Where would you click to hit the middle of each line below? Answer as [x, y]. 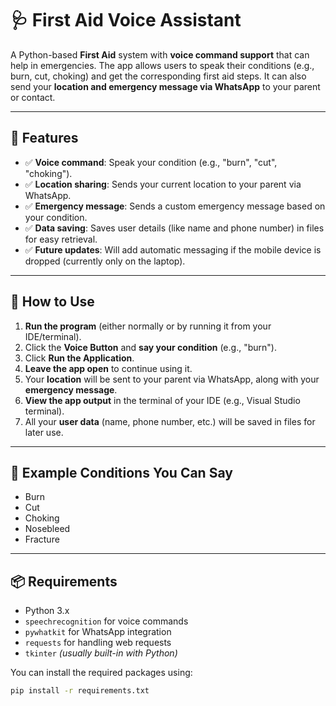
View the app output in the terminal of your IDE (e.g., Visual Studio [162, 400]
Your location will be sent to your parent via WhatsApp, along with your [172, 379]
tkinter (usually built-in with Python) [101, 653]
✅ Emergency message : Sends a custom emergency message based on [175, 206]
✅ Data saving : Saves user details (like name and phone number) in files [174, 228]
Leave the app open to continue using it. [108, 368]
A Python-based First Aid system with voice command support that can [160, 54]
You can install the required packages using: [101, 673]
